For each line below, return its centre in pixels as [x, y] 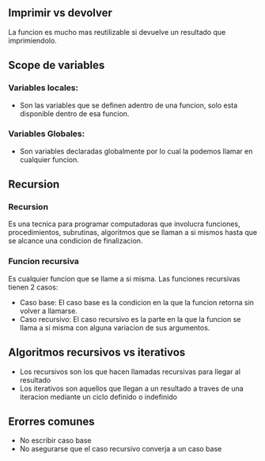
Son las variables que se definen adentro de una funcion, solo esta [129, 105]
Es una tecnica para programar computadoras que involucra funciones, [124, 224]
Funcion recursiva [44, 262]
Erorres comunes [51, 421]
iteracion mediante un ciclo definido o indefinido [98, 397]
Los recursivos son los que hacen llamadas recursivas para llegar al [130, 372]
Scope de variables [57, 65]
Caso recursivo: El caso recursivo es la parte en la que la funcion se [130, 319]
